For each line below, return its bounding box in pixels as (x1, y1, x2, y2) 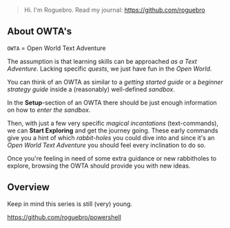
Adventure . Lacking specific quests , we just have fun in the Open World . (7, 65, 212, 73)
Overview (7, 181, 50, 193)
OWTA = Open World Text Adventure (7, 44, 106, 52)
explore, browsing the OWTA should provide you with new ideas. (7, 161, 191, 170)
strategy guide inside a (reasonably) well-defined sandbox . (7, 85, 176, 93)
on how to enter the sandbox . (7, 106, 91, 114)
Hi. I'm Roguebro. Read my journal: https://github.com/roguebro (23, 6, 205, 14)
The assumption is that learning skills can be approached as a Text (7, 57, 198, 65)
